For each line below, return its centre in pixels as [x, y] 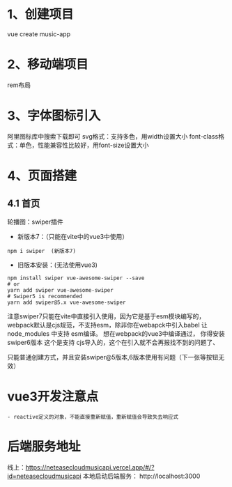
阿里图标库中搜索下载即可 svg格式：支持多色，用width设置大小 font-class [113, 136]
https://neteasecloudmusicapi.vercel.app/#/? [90, 467]
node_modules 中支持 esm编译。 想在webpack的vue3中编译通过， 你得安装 [116, 333]
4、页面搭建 [42, 176]
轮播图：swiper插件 [36, 222]
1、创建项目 [41, 14]
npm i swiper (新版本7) [42, 251]
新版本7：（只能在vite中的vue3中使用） [73, 236]
